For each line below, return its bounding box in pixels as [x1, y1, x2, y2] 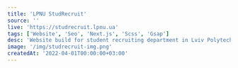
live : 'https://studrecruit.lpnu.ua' [7, 23, 119, 30]
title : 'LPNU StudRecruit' [7, 10, 87, 18]
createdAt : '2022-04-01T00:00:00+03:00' [7, 50, 129, 57]
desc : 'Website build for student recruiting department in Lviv [7, 37, 204, 44]
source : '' [7, 17, 40, 24]
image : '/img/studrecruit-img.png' [7, 43, 113, 50]
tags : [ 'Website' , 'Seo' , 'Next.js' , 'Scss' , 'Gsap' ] [7, 30, 170, 38]
